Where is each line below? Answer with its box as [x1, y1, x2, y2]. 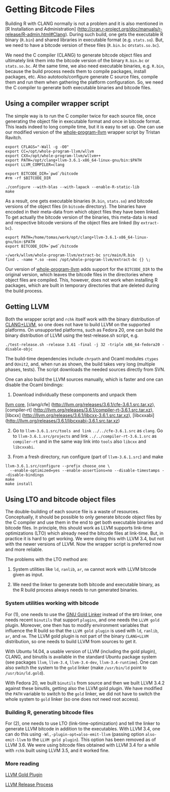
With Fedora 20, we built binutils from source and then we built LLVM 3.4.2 [5, 679, 165, 686]
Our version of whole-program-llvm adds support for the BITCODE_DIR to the [5, 266, 163, 272]
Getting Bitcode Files [5, 4, 95, 15]
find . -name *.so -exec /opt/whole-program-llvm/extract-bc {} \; [5, 257, 151, 262]
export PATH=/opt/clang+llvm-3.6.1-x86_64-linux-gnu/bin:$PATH [5, 157, 142, 163]
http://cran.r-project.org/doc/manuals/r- [78, 25, 162, 32]
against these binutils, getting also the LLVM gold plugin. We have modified [5, 685, 162, 691]
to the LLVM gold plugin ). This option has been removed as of [27, 736, 156, 743]
